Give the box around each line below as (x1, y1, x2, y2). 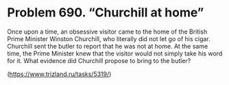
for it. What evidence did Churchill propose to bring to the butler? (7, 56, 191, 64)
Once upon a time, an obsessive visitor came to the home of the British (7, 27, 208, 36)
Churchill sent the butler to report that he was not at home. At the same (7, 42, 208, 50)
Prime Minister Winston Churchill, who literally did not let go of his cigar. (7, 34, 210, 42)
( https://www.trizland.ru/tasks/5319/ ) (7, 70, 112, 78)
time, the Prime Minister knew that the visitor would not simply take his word (7, 49, 223, 58)
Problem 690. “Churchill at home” (7, 5, 204, 21)
